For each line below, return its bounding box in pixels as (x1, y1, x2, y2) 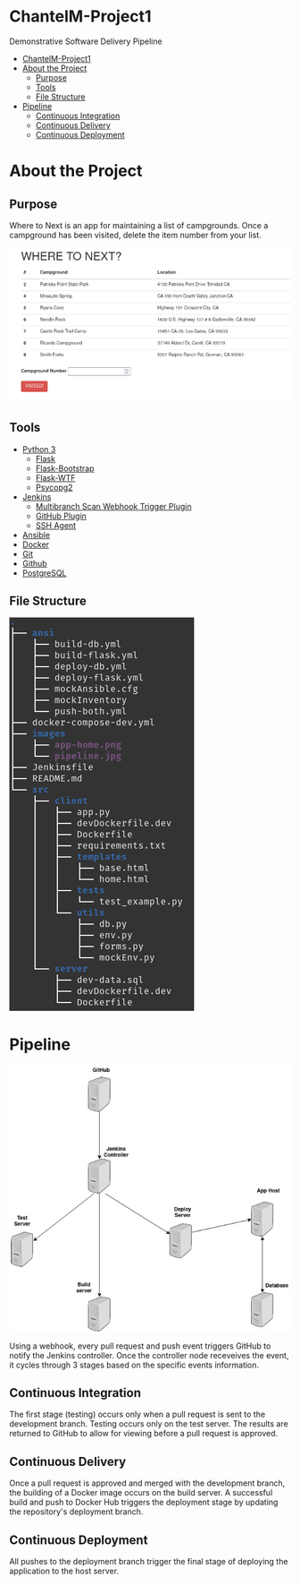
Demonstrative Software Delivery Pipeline (9, 36, 162, 47)
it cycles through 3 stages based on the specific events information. (9, 1359, 260, 1370)
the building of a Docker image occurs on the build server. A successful (9, 1487, 273, 1498)
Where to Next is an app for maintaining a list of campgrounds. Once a (9, 219, 269, 230)
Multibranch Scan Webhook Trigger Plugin (35, 501, 192, 511)
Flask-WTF (35, 472, 76, 483)
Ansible (21, 529, 51, 540)
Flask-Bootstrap (35, 463, 96, 474)
